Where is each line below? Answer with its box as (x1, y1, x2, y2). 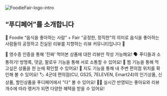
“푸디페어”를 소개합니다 (5, 20, 74, 29)
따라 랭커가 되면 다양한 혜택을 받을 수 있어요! (18, 85, 105, 92)
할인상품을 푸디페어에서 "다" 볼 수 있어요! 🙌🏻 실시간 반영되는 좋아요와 (15, 79, 151, 85)
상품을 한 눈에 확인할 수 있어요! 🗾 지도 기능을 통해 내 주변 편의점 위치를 (18, 65, 156, 71)
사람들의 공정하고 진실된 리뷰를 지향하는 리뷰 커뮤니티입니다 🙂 (5, 40, 126, 47)
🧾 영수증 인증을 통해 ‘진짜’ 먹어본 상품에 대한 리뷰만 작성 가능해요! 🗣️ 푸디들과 (5, 51, 156, 57)
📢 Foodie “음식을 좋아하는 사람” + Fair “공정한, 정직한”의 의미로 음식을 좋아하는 (5, 34, 160, 40)
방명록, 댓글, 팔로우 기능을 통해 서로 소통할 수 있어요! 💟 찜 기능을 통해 (19, 59, 154, 65)
